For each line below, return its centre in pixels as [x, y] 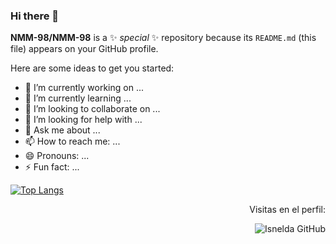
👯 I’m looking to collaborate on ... [92, 109]
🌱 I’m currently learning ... [78, 98]
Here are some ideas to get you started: [92, 68]
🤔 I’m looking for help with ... [83, 120]
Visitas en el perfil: [287, 210]
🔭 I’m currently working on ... [84, 88]
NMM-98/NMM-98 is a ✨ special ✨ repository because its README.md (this [163, 38]
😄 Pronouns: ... [57, 156]
